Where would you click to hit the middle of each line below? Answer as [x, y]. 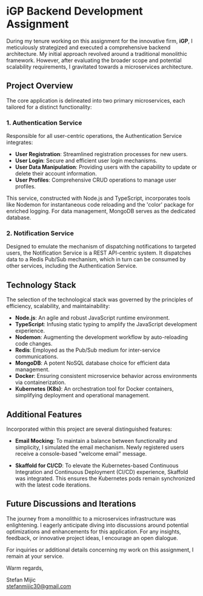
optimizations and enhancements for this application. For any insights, [94, 531]
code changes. [34, 344]
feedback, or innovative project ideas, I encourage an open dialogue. [92, 538]
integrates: [20, 142]
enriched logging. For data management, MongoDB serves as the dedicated [101, 211]
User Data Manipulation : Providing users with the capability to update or [106, 167]
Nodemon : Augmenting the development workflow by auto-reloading [101, 337]
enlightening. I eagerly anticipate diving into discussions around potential [98, 525]
